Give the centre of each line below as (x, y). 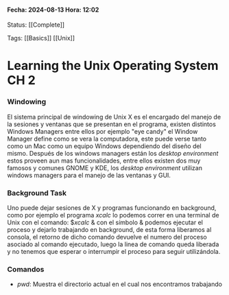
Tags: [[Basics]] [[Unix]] (41, 38)
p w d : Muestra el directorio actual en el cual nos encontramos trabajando (120, 284)
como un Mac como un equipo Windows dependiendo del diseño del (105, 146)
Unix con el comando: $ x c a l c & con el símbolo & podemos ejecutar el (105, 222)
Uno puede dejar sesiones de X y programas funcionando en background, (112, 208)
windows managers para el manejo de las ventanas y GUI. (89, 175)
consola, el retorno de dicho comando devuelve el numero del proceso (107, 237)
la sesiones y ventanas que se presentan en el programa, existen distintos (111, 124)
